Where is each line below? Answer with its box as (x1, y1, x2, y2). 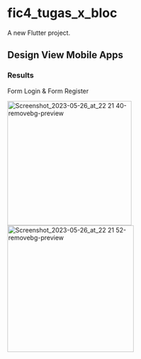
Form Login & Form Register (7, 87, 89, 95)
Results (7, 70, 34, 80)
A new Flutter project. (7, 28, 71, 37)
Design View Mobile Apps (7, 49, 124, 61)
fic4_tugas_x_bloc (7, 5, 118, 21)
